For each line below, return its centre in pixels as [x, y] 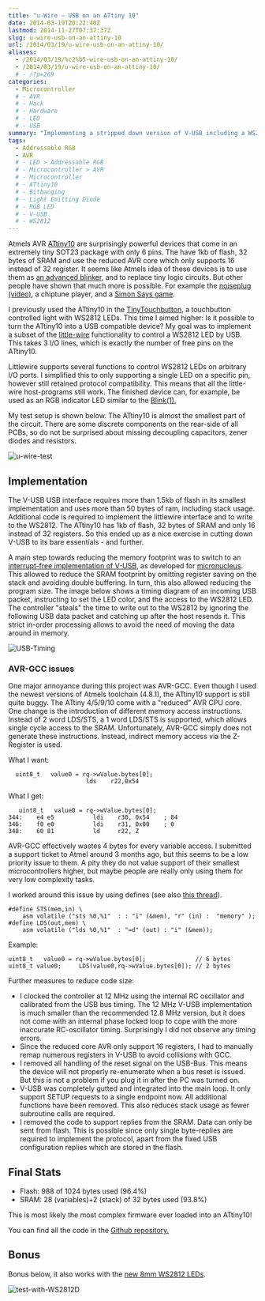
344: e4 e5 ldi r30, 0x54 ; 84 [93, 818]
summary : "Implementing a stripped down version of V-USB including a [127, 133]
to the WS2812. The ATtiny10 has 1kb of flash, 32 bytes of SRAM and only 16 [132, 525]
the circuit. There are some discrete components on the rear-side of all [123, 424]
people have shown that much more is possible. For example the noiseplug [130, 286]
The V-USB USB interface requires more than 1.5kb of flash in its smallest [127, 500]
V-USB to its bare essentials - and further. [76, 541]
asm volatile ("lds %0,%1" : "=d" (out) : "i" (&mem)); [118, 930]
